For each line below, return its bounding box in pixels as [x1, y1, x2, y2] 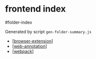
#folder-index [5, 19, 32, 25]
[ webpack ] [12, 48, 34, 54]
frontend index [5, 3, 66, 15]
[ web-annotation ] [12, 43, 48, 49]
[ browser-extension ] [12, 38, 53, 44]
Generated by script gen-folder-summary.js [5, 29, 92, 34]
